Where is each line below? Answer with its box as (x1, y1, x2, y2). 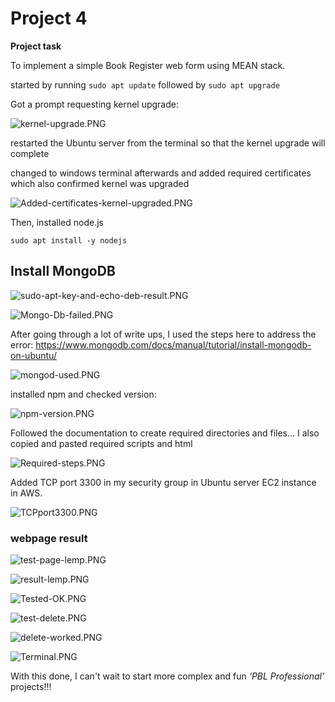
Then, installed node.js (10, 216, 104, 228)
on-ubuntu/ (10, 349, 57, 361)
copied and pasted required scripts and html (10, 437, 193, 449)
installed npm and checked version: (10, 388, 157, 400)
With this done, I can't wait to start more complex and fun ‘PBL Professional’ (10, 670, 325, 682)
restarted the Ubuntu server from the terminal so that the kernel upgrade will (10, 137, 326, 149)
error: (10, 338, 34, 351)
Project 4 (10, 7, 88, 30)
